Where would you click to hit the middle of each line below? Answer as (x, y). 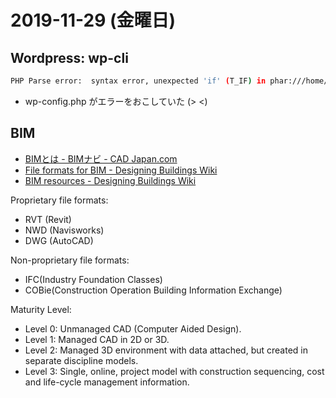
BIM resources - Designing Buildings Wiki (110, 180)
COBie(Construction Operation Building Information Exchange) (153, 290)
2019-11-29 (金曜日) (93, 20)
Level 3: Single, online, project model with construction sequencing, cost (174, 371)
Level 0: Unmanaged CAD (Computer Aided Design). (133, 328)
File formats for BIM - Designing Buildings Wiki (121, 170)
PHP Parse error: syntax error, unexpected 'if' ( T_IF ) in (138, 81)
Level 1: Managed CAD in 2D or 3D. (97, 339)
